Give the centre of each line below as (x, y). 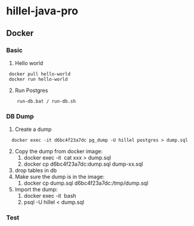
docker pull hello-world (39, 74)
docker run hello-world (38, 79)
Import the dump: (36, 190)
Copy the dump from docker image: (58, 151)
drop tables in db (36, 170)
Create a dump (33, 129)
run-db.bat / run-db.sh (47, 101)
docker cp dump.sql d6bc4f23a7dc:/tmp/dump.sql (86, 183)
